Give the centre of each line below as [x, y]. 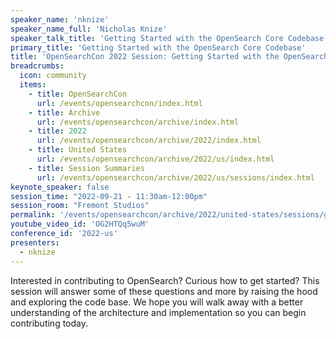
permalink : [33, 215]
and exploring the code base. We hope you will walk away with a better [157, 302]
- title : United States [78, 150]
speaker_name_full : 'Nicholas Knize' [89, 29]
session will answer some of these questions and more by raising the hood [164, 291]
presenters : [35, 242]
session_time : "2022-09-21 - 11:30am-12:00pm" [109, 196]
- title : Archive [64, 112]
